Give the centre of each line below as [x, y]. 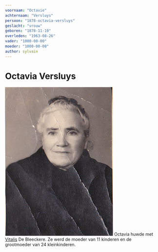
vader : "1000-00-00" [26, 41]
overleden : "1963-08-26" [30, 36]
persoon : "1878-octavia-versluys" [40, 20]
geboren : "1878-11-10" [28, 31]
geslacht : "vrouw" [24, 26]
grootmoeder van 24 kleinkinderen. [40, 244]
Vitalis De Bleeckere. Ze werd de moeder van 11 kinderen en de [68, 239]
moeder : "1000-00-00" [27, 46]
